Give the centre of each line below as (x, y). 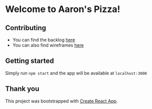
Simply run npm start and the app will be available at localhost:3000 (76, 73)
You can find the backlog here (44, 40)
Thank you (22, 89)
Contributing (26, 28)
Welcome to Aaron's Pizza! (63, 9)
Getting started (30, 61)
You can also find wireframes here (48, 45)
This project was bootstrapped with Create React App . (62, 101)
